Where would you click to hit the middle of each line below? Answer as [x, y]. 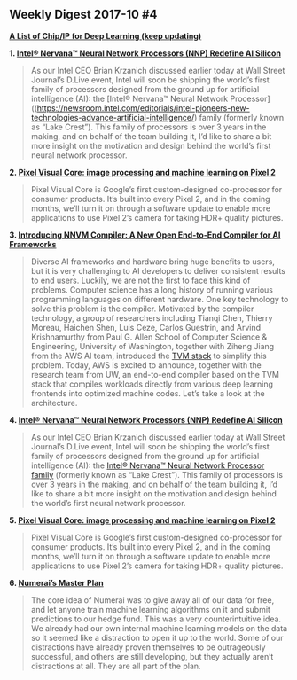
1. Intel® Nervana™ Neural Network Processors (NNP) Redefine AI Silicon [145, 53]
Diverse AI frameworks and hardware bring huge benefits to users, [152, 262]
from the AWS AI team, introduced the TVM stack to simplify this [149, 356]
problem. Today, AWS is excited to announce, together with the [146, 365]
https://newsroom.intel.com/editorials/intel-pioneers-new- [143, 108]
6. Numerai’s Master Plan [56, 582]
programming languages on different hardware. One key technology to [160, 299]
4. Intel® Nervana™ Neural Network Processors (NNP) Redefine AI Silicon [146, 419]
